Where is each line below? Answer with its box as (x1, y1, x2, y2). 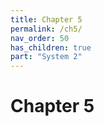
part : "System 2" (10, 52, 83, 62)
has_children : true (10, 42, 92, 53)
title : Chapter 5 (10, 14, 83, 25)
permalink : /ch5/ (10, 24, 83, 34)
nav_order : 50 (10, 33, 70, 43)
